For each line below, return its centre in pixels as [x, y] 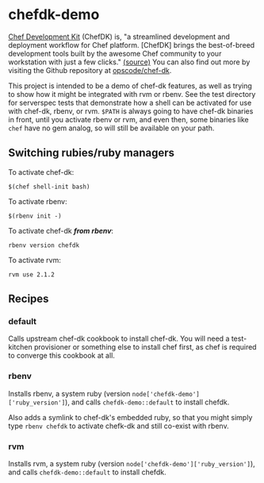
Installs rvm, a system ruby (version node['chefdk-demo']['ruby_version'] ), [132, 464]
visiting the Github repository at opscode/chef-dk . [90, 70]
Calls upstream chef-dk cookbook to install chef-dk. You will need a [119, 338]
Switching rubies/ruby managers [92, 153]
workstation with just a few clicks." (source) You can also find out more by [129, 62]
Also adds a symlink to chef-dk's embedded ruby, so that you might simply [130, 417]
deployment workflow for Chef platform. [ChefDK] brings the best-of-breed [132, 44]
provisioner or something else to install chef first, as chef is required [145, 347]
